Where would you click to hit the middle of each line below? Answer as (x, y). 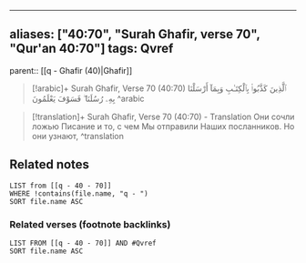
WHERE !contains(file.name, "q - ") (79, 193)
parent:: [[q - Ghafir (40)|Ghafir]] (71, 70)
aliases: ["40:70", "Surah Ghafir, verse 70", (135, 34)
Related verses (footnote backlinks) (90, 224)
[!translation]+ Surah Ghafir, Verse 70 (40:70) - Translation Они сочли (163, 116)
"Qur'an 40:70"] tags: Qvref (92, 49)
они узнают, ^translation (78, 136)
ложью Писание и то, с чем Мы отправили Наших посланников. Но (163, 126)
